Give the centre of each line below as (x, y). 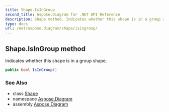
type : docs (17, 24)
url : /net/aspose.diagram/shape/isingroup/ (52, 28)
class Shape (25, 93)
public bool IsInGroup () (31, 70)
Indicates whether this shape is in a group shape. (56, 60)
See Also (16, 82)
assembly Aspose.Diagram (40, 104)
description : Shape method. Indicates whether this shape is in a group (83, 19)
